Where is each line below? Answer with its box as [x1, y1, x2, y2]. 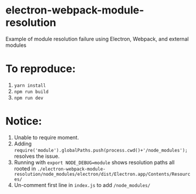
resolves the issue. [13, 152, 60, 159]
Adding [13, 140, 32, 147]
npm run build [13, 89, 49, 94]
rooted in [13, 165, 36, 172]
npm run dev [13, 95, 43, 101]
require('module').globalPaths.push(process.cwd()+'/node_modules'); [13, 147, 188, 153]
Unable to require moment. [13, 134, 79, 141]
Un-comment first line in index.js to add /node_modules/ [13, 181, 151, 188]
